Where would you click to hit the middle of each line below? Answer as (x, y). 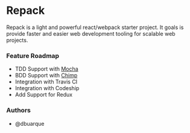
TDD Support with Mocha (46, 69)
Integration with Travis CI (46, 82)
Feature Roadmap (33, 56)
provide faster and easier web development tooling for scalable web (91, 33)
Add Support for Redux (44, 95)
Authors (19, 111)
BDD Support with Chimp (46, 76)
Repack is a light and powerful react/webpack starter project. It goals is (95, 27)
